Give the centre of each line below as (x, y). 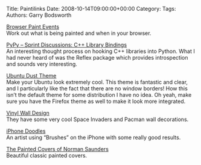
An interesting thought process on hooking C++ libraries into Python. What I (101, 51)
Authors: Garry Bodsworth (39, 15)
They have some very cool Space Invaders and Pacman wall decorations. (97, 119)
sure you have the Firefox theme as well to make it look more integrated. (96, 101)
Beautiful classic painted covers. (47, 155)
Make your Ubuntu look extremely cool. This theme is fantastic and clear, (97, 82)
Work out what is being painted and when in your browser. (79, 33)
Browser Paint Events (33, 27)
